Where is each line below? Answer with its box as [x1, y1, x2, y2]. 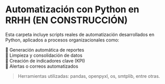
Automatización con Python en [5, 4, 139, 15]
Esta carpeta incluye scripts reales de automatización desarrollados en [5, 31, 155, 37]
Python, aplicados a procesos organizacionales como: [5, 37, 120, 43]
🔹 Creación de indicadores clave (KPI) [5, 57, 85, 64]
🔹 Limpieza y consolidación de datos [5, 52, 83, 58]
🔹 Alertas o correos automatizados [5, 63, 78, 69]
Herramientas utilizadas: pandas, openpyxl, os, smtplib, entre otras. [17, 73, 160, 79]
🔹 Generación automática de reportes [5, 47, 84, 53]
